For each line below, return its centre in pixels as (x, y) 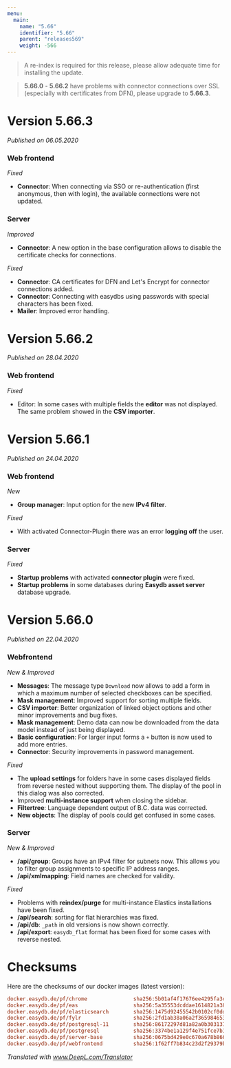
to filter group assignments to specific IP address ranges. (98, 868)
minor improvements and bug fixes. (67, 715)
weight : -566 (38, 46)
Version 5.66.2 (50, 338)
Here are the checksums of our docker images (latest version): (96, 986)
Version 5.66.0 (51, 620)
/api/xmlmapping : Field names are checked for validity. (96, 876)
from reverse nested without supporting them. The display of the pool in (119, 785)
